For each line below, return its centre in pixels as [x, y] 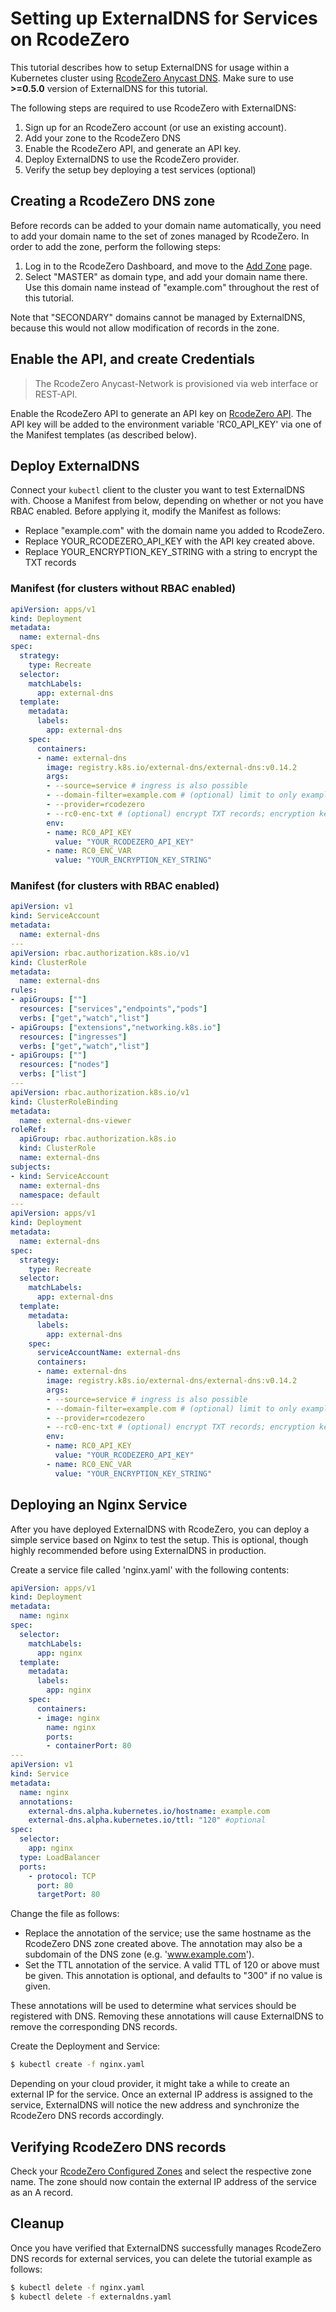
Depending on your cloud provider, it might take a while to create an [150, 2084]
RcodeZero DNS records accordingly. [87, 2116]
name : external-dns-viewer [75, 1120]
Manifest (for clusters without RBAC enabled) [123, 589]
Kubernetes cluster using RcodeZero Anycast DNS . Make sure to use [152, 78]
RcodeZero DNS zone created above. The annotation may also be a [163, 1944]
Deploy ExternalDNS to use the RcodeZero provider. [132, 159]
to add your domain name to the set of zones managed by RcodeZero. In [160, 236]
